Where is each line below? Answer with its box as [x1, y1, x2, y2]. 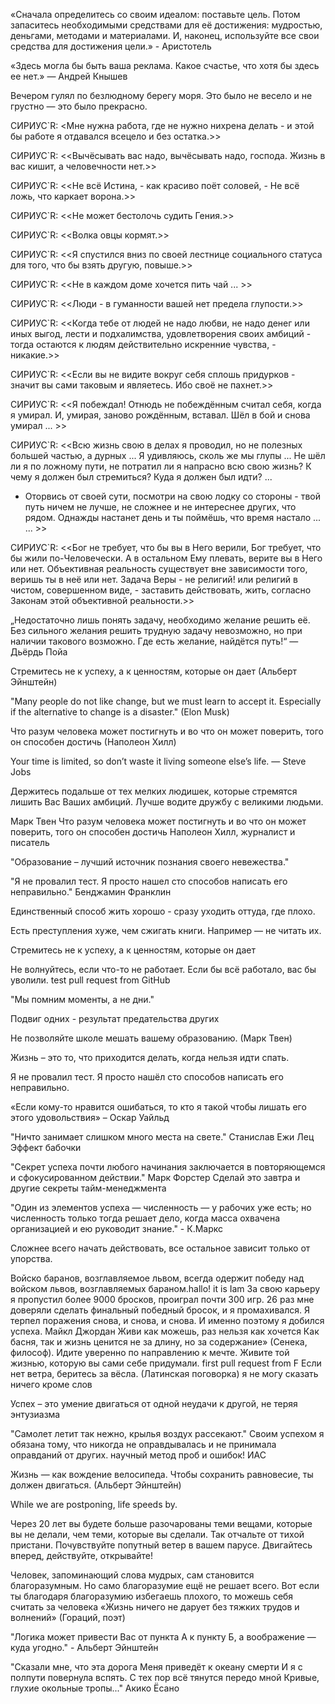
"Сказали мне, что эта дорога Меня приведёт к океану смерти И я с [10, 1661, 303, 1673]
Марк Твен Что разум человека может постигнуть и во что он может [10, 815, 307, 827]
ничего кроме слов [10, 1379, 93, 1390]
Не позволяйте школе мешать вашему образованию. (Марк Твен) [10, 1032, 293, 1044]
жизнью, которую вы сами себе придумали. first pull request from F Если [10, 1357, 322, 1369]
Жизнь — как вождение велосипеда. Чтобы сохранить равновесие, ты [10, 1469, 314, 1480]
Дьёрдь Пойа [10, 646, 68, 658]
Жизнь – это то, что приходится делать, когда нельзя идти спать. [10, 1052, 290, 1063]
